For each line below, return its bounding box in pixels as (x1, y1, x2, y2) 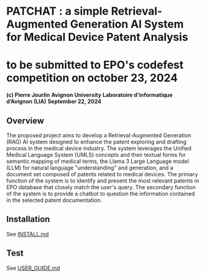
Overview (6, 115, 45, 126)
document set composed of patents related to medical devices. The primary (6, 170, 198, 178)
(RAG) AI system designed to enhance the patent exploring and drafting (6, 138, 187, 145)
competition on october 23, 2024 (6, 71, 178, 85)
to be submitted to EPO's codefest (6, 58, 184, 72)
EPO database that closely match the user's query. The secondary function (6, 183, 196, 190)
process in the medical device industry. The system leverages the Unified (6, 145, 192, 152)
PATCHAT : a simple (6, 4, 109, 18)
